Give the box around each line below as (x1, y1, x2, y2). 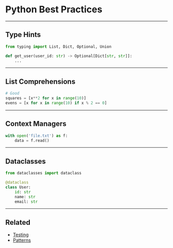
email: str (14, 199, 38, 204)
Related (5, 218, 31, 227)
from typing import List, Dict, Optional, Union (5, 44, 112, 49)
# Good (5, 91, 20, 96)
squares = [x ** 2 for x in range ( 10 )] (5, 96, 86, 101)
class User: (5, 184, 31, 190)
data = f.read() (14, 138, 50, 143)
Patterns (12, 237, 31, 243)
